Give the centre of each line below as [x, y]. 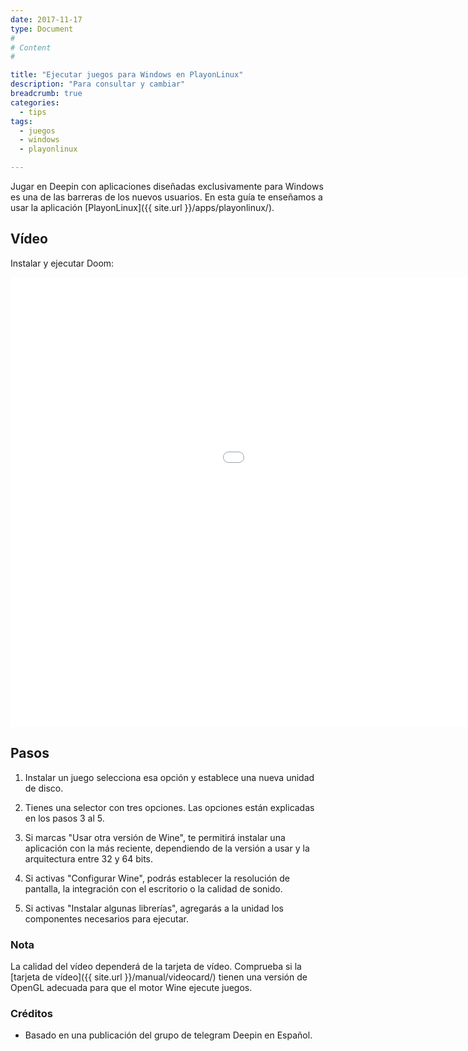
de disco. [44, 788]
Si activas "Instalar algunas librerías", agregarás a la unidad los [154, 908]
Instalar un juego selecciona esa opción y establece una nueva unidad [169, 777]
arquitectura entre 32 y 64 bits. [89, 858]
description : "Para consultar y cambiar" [98, 84]
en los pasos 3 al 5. [64, 818]
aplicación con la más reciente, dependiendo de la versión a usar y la [167, 848]
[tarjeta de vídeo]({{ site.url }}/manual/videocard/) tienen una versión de [159, 977]
